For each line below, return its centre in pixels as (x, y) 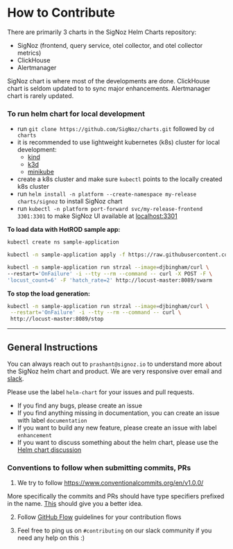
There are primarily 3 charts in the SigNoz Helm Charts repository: (102, 32)
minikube (41, 172)
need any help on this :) (51, 538)
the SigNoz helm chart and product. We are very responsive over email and (114, 371)
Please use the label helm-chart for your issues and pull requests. (101, 392)
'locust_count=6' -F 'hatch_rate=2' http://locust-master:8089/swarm (110, 280)
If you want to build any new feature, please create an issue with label (117, 428)
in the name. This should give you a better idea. (75, 504)
